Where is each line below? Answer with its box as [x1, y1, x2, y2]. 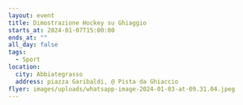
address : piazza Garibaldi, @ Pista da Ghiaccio [15, 77, 179, 85]
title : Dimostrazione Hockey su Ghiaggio [8, 19, 147, 27]
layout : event [8, 11, 55, 20]
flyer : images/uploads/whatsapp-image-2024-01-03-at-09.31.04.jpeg [8, 84, 236, 93]
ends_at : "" [8, 33, 47, 42]
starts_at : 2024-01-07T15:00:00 [8, 26, 115, 34]
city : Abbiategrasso [15, 70, 83, 78]
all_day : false [8, 41, 59, 49]
